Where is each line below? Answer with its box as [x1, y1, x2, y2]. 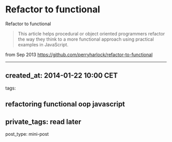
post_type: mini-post [5, 131, 49, 137]
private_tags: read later [5, 117, 81, 126]
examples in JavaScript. [17, 41, 69, 47]
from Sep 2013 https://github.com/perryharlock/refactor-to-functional [5, 51, 153, 58]
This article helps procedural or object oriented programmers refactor [17, 30, 165, 37]
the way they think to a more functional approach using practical [17, 36, 154, 42]
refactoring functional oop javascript [5, 100, 125, 109]
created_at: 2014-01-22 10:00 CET [5, 71, 118, 80]
